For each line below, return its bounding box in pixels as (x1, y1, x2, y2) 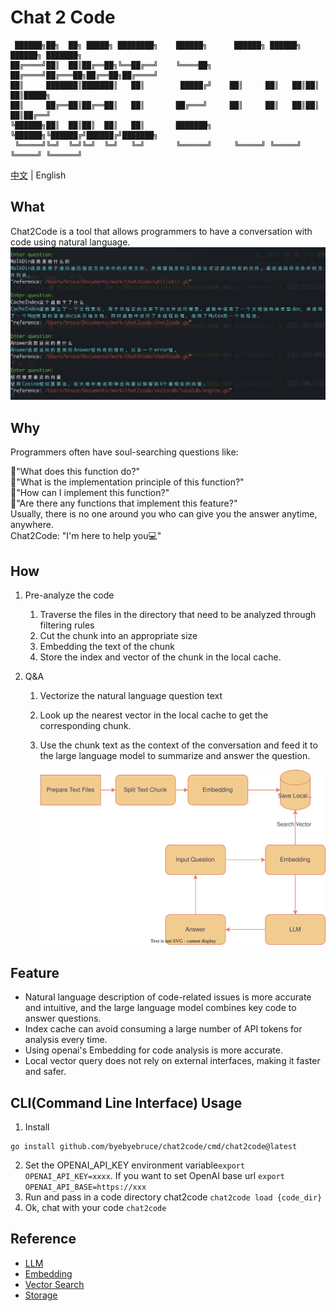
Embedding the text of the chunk (39, 640, 176, 652)
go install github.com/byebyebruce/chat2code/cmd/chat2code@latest (10, 1141, 298, 1151)
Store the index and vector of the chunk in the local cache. (39, 651, 282, 663)
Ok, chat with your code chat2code (24, 1201, 167, 1213)
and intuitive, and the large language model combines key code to (24, 1002, 297, 1014)
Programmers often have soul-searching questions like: (10, 446, 239, 458)
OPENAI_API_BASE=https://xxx (24, 1182, 147, 1192)
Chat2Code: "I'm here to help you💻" (10, 530, 162, 542)
